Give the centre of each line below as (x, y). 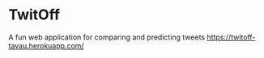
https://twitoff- (231, 37)
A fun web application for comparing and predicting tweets (106, 37)
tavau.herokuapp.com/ (46, 45)
